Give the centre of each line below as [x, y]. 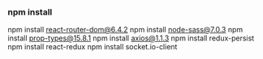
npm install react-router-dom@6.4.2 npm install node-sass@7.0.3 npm [125, 30]
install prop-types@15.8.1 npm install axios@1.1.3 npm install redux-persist [131, 38]
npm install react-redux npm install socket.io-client [93, 47]
